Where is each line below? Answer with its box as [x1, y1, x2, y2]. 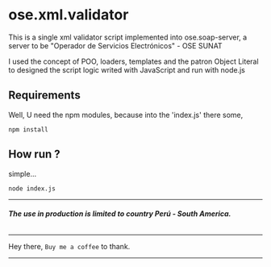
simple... [8, 169, 37, 178]
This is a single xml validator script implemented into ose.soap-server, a [8, 32, 248, 42]
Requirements [8, 89, 81, 102]
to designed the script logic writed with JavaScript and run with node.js [8, 65, 246, 74]
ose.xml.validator [8, 6, 129, 24]
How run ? [8, 148, 60, 161]
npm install [8, 125, 48, 134]
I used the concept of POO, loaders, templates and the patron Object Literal [8, 56, 260, 66]
